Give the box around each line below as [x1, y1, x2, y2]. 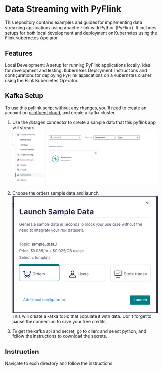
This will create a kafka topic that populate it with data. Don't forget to [12, 314, 152, 319]
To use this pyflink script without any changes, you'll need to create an [5, 105, 147, 111]
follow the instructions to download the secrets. [12, 334, 108, 339]
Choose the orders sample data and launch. [12, 190, 100, 196]
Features [5, 49, 33, 57]
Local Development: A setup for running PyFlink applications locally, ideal [5, 62, 152, 68]
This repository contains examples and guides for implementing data [5, 19, 142, 25]
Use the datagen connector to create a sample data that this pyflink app [12, 119, 156, 125]
